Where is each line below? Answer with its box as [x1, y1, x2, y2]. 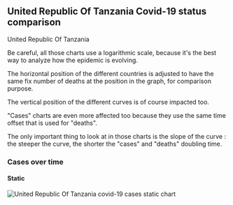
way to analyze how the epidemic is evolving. [7, 56, 139, 64]
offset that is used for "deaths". [7, 119, 98, 127]
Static [7, 174, 25, 183]
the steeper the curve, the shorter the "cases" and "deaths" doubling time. [7, 139, 223, 148]
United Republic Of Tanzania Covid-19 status [7, 6, 207, 17]
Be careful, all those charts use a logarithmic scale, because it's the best [7, 48, 217, 56]
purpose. [7, 84, 34, 93]
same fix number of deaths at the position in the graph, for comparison [7, 77, 212, 85]
